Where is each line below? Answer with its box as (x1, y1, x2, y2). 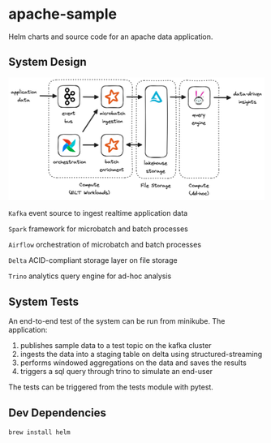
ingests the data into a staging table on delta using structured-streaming (19, 350, 263, 359)
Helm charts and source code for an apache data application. (8, 32, 213, 41)
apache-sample (8, 5, 118, 24)
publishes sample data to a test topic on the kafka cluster (19, 341, 213, 351)
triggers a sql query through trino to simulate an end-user (19, 367, 213, 376)
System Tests (8, 295, 80, 308)
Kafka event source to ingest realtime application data (8, 209, 188, 218)
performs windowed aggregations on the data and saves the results (19, 358, 247, 368)
